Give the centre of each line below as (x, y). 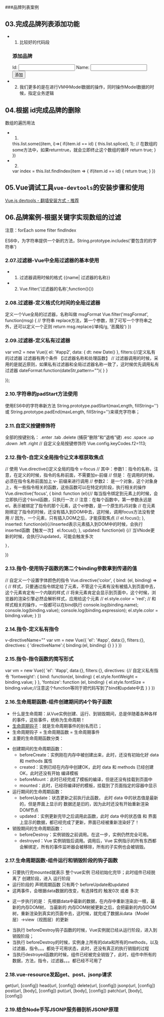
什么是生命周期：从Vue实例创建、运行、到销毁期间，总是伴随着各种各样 (84, 714)
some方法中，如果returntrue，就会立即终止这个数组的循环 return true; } (84, 150)
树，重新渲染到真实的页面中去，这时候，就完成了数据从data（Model (81, 913)
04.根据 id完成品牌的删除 (43, 110)
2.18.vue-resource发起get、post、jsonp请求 (59, 974)
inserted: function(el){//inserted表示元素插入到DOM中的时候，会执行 (74, 524)
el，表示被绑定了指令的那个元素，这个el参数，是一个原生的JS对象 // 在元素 (80, 506)
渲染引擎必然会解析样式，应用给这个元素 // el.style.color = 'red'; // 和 (87, 598)
